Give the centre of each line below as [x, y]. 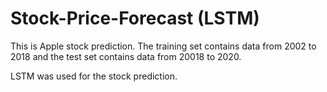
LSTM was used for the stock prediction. [94, 76]
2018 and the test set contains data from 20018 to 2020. [126, 56]
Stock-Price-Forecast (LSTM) [135, 18]
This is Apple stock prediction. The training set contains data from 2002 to [163, 46]
